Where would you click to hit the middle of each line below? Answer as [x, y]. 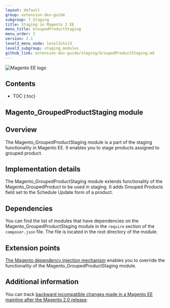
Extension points [33, 248]
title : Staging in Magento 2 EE [40, 24]
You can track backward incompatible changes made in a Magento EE [79, 294]
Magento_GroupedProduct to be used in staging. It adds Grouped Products [84, 187]
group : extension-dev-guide [35, 15]
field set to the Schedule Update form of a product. [59, 192]
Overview [21, 130]
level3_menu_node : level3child [39, 44]
